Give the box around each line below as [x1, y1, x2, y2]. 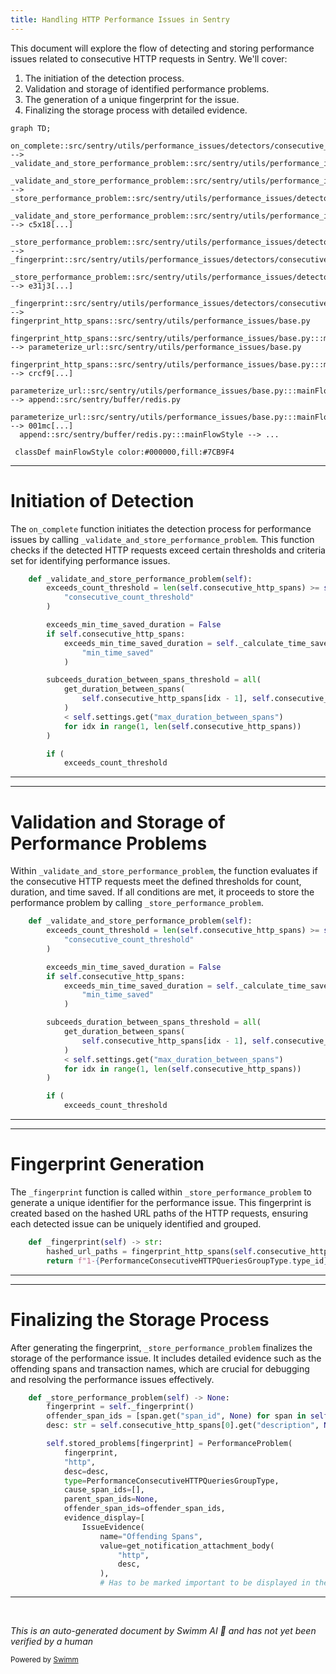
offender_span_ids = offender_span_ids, [63, 1504, 226, 1514]
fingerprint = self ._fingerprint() [46, 1402, 195, 1412]
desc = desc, [63, 1466, 110, 1476]
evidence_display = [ [63, 1513, 145, 1523]
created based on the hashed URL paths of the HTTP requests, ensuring [10, 1207, 309, 1219]
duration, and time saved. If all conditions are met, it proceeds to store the [10, 886, 315, 898]
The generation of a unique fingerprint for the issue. [24, 93, 240, 105]
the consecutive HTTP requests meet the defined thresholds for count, [10, 876, 302, 888]
